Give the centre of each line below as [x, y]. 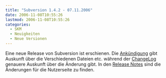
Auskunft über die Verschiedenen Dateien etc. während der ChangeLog [81, 59]
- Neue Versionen [28, 39]
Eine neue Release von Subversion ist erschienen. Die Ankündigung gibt [81, 53]
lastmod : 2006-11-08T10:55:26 [38, 19]
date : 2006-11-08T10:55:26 [34, 15]
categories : [18, 24]
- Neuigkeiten [25, 34]
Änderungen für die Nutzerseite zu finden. [50, 69]
